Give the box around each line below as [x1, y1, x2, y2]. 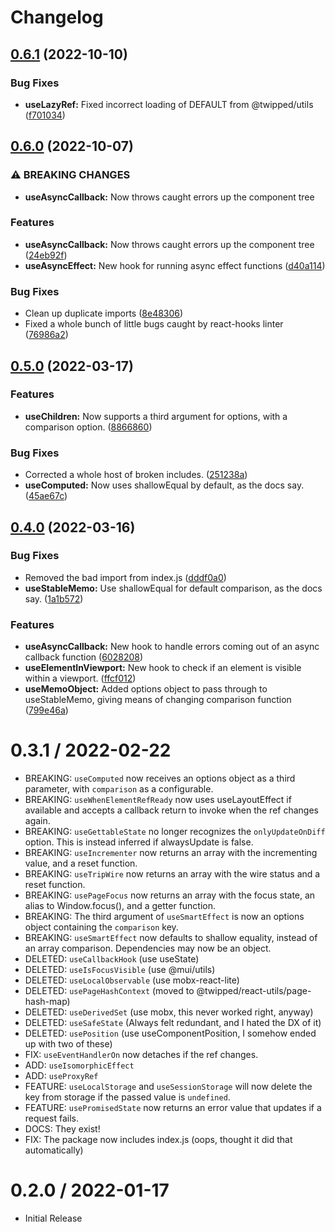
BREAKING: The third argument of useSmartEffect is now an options [24, 911, 305, 923]
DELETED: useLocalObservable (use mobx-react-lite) [24, 974, 240, 986]
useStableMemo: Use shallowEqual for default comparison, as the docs [24, 582, 323, 594]
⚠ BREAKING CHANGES [10, 168, 131, 182]
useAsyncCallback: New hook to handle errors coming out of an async [24, 641, 320, 653]
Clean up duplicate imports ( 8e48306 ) [24, 307, 184, 320]
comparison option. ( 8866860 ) [24, 421, 153, 433]
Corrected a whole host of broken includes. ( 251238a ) [24, 469, 248, 481]
